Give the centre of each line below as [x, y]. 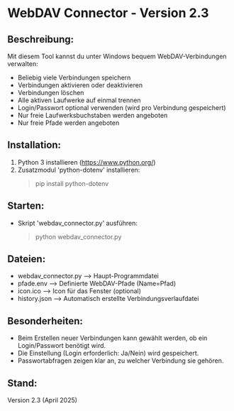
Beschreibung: [41, 39]
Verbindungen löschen [51, 93]
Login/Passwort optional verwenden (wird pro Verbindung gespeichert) [122, 108]
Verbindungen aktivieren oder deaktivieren [80, 85]
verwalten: [23, 64]
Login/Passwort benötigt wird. [62, 346]
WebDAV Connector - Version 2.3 [108, 13]
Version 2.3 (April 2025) [43, 400]
